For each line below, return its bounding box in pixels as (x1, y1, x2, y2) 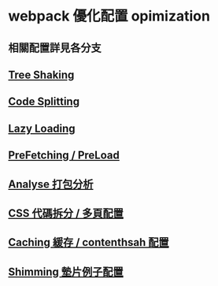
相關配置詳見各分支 (8, 41, 102, 54)
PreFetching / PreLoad (8, 149, 120, 162)
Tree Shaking (8, 68, 75, 81)
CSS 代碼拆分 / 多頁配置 (8, 206, 124, 220)
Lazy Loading (8, 121, 76, 135)
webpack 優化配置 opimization (8, 7, 211, 25)
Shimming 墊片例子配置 (8, 265, 124, 278)
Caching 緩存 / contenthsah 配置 (8, 236, 169, 249)
